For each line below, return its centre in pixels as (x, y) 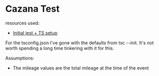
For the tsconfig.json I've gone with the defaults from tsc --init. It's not (79, 43)
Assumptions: (20, 58)
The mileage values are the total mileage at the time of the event (81, 68)
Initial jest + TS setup (35, 33)
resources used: (23, 23)
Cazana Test (33, 9)
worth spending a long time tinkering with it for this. (60, 48)
